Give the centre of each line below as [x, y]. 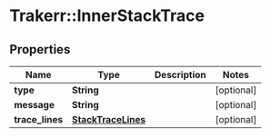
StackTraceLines [109, 119]
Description [180, 75]
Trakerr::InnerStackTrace [107, 16]
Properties [40, 49]
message [34, 105]
